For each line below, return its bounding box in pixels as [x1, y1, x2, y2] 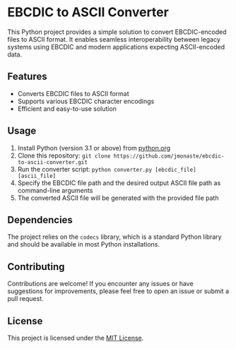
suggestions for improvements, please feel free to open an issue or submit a [7, 287, 230, 295]
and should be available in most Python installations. [7, 240, 160, 249]
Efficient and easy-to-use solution [17, 104, 117, 113]
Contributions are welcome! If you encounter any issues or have [7, 280, 194, 288]
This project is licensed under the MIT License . [7, 333, 144, 342]
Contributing [7, 261, 65, 273]
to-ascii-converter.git [17, 158, 88, 166]
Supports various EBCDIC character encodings [17, 97, 155, 105]
